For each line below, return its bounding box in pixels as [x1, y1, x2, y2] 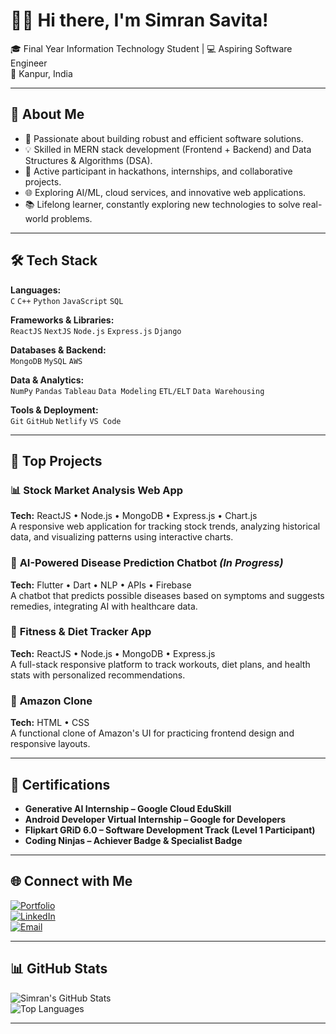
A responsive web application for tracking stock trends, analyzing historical [10, 520, 321, 533]
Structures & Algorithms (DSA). [24, 154, 153, 166]
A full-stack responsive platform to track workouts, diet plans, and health [10, 658, 311, 670]
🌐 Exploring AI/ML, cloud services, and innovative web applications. [24, 186, 307, 198]
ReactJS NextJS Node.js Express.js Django [10, 326, 182, 336]
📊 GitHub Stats [10, 960, 108, 978]
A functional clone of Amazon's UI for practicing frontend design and [10, 727, 295, 739]
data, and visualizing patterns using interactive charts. [10, 531, 234, 543]
